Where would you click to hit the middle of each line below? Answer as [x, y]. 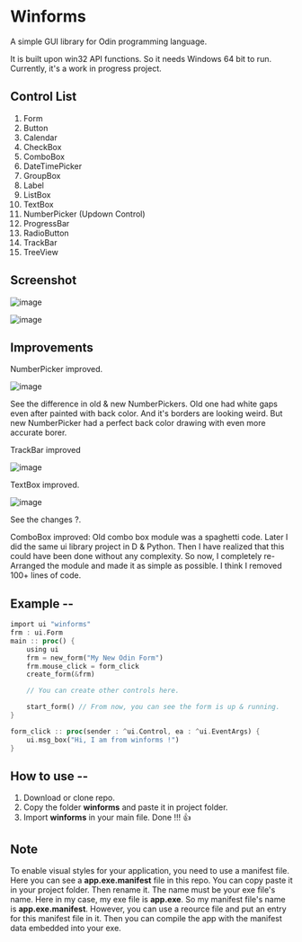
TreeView [41, 252]
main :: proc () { [43, 641]
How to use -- [49, 776]
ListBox [37, 194]
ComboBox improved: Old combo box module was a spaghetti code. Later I [149, 538]
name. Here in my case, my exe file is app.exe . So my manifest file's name [148, 900]
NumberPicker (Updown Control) [84, 214]
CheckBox [42, 147]
